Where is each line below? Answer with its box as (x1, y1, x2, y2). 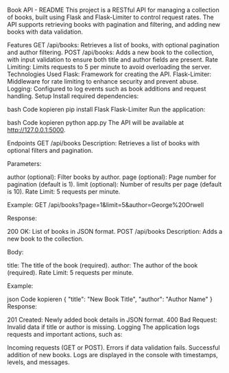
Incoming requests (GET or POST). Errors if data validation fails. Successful (7, 344, 221, 352)
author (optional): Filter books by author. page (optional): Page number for (7, 173, 217, 181)
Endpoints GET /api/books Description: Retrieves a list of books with (7, 139, 200, 147)
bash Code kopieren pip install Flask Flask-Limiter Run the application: (7, 106, 206, 113)
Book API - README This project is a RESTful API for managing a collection (7, 6, 219, 14)
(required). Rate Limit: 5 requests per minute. (7, 269, 134, 276)
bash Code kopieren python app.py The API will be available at (7, 119, 184, 126)
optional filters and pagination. (7, 147, 94, 154)
